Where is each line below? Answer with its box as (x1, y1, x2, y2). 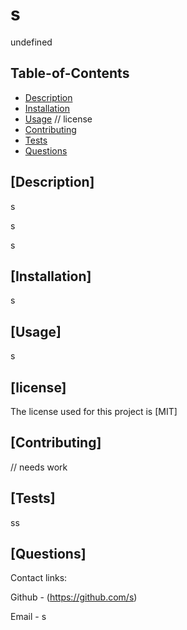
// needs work (10, 461, 68, 473)
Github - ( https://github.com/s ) (10, 591, 138, 603)
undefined (10, 36, 53, 48)
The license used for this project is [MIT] (10, 406, 178, 417)
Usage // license (24, 113, 93, 125)
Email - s (10, 611, 47, 623)
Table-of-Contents (10, 65, 130, 82)
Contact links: (10, 572, 68, 584)
